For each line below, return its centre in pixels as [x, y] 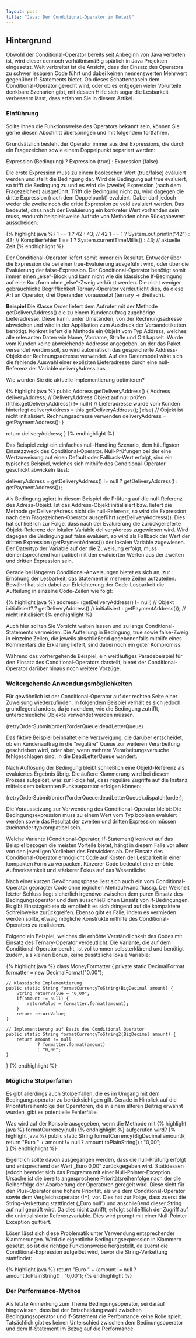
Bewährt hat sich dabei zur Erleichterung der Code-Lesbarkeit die [85, 584]
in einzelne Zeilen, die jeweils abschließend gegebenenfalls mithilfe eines [94, 638]
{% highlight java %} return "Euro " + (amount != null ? [71, 1270]
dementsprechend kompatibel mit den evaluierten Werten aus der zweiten [95, 554]
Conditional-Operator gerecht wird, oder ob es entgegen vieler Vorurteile [94, 86]
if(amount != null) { [43, 999]
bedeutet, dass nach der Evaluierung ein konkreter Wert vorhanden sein [92, 210]
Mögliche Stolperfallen [39, 1080]
